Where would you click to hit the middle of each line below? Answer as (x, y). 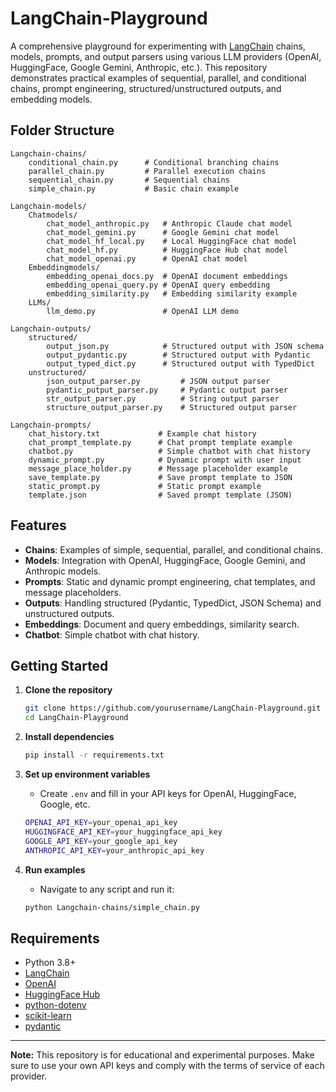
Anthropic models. (63, 571)
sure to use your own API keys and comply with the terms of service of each (167, 1066)
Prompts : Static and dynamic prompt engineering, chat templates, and (170, 581)
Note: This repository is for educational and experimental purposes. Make (162, 1055)
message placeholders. (73, 592)
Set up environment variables (87, 774)
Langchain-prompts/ (51, 425)
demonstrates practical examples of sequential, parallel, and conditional (158, 78)
